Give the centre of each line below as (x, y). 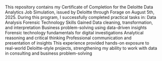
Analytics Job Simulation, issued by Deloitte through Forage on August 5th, (80, 12)
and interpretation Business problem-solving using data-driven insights (76, 28)
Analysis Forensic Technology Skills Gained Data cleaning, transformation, (79, 22)
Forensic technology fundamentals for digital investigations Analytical (74, 33)
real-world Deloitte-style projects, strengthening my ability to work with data (81, 48)
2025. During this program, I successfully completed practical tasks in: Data (81, 17)
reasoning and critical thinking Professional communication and (68, 38)
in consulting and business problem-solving (49, 53)
